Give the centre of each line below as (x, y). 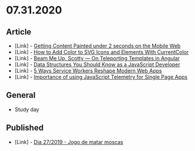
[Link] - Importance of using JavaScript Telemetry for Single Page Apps (101, 77)
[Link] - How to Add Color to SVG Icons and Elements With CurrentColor (102, 52)
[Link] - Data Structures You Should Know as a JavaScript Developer (97, 64)
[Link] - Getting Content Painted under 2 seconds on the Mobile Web (97, 46)
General (21, 95)
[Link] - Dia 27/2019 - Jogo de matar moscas (69, 142)
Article (19, 32)
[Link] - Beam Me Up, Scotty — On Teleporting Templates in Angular (97, 58)
